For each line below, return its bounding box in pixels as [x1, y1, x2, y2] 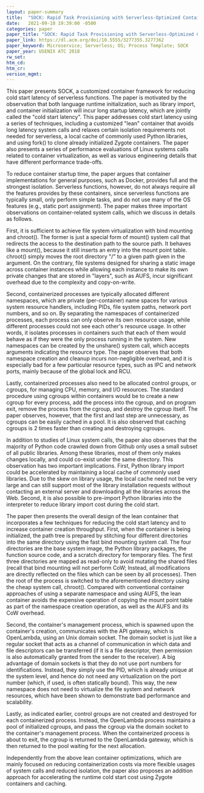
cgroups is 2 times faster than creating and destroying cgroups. [6, 425, 166, 432]
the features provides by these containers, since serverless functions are [6, 189, 189, 197]
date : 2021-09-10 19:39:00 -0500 [6, 20, 97, 26]
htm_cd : [6, 59, 26, 66]
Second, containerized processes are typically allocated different [6, 291, 169, 298]
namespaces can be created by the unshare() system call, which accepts [6, 342, 189, 349]
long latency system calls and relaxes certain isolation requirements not [6, 126, 185, 133]
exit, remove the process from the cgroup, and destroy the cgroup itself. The [6, 405, 198, 413]
